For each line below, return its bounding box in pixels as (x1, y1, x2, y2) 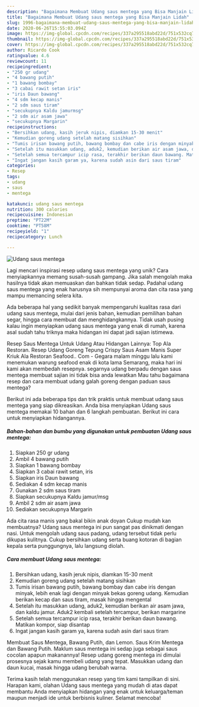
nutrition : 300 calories (6, 206, 68, 212)
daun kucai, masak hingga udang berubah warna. (6, 664, 128, 671)
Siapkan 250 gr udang (15, 449, 70, 456)
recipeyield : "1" (6, 228, 50, 234)
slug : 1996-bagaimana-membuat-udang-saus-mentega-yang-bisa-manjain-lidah (6, 20, 195, 25)
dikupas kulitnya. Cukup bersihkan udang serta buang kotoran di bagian (6, 536, 182, 543)
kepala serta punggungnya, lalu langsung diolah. (6, 542, 125, 549)
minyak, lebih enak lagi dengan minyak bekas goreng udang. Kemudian (15, 589, 189, 596)
